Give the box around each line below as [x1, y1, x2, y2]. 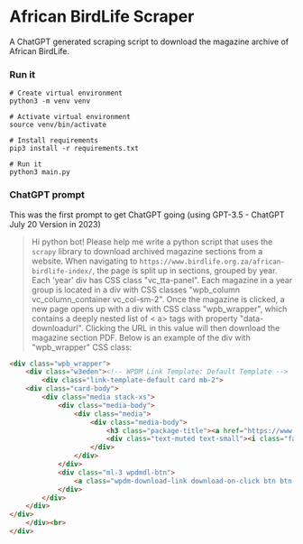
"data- [239, 313, 264, 324]
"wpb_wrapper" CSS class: [31, 341, 133, 353]
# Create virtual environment [9, 88, 124, 98]
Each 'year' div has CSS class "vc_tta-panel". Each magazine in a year [31, 274, 293, 285]
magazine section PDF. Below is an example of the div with [31, 332, 251, 343]
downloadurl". [31, 322, 84, 333]
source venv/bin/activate [9, 120, 106, 130]
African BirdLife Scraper [9, 6, 195, 27]
